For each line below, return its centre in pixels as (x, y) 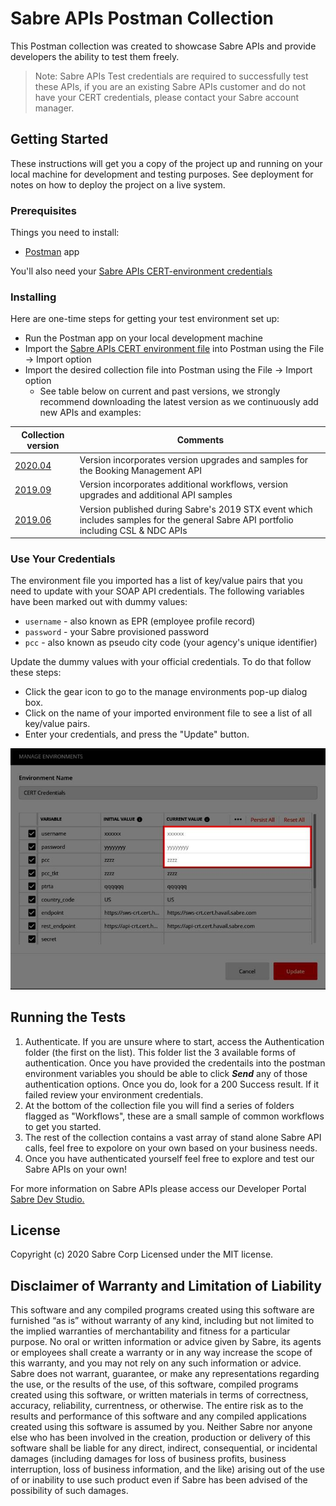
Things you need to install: (65, 233)
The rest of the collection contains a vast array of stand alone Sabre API (173, 1137)
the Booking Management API (140, 471)
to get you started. (63, 1126)
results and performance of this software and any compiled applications (158, 1416)
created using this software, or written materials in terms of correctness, (159, 1395)
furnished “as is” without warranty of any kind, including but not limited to (162, 1321)
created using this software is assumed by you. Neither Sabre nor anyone (161, 1427)
